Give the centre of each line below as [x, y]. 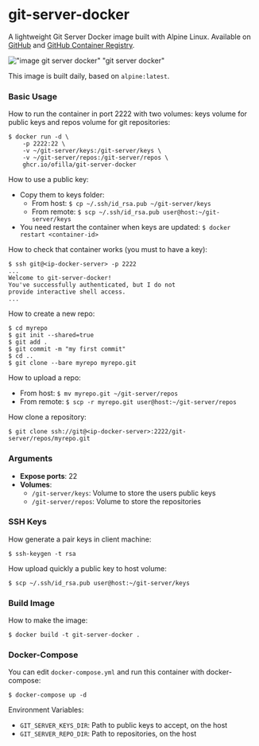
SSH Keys [28, 522]
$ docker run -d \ [39, 137]
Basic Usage [33, 96]
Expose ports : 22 [48, 476]
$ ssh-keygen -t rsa [43, 554]
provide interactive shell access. [67, 292]
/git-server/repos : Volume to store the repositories [116, 501]
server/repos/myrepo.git [49, 439]
